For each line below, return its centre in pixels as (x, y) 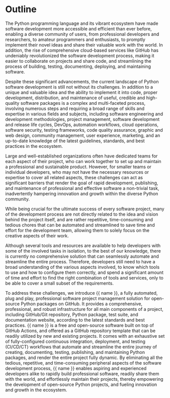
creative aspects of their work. (37, 235)
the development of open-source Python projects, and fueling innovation (81, 384)
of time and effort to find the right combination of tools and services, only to (84, 277)
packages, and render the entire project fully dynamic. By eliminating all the (84, 357)
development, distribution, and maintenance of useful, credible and (75, 98)
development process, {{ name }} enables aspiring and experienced (76, 368)
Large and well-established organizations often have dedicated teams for (81, 156)
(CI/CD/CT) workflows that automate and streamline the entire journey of (81, 347)
